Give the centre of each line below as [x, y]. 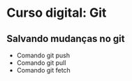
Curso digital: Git [57, 13]
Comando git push [43, 55]
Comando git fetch [43, 70]
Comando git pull [41, 63]
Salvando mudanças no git [66, 39]
